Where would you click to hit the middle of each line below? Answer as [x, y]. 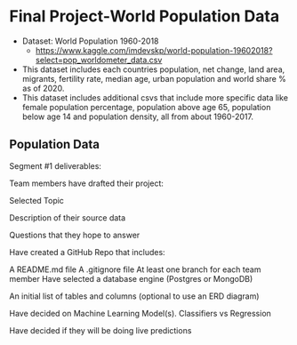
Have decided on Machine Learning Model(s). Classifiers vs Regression [140, 313]
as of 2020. [43, 88]
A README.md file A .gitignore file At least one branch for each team [135, 269]
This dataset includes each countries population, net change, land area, [153, 69]
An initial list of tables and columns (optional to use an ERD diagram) [134, 296]
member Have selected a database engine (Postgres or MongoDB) [131, 278]
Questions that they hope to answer [75, 235]
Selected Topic [37, 200]
